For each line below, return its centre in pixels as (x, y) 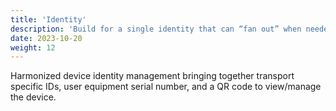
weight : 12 (33, 47)
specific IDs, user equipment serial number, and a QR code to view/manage (166, 87)
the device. (33, 97)
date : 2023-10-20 (46, 38)
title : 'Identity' (48, 19)
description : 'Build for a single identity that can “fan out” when (156, 29)
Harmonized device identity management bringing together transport (152, 76)
